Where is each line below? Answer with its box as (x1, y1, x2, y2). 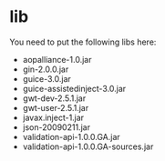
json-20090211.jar (22, 121, 91, 133)
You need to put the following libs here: (9, 36, 157, 47)
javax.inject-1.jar (22, 112, 85, 123)
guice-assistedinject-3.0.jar (22, 83, 127, 94)
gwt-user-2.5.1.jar (22, 102, 89, 113)
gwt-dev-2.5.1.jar (22, 93, 87, 104)
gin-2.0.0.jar (22, 64, 69, 75)
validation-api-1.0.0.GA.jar (22, 131, 120, 142)
